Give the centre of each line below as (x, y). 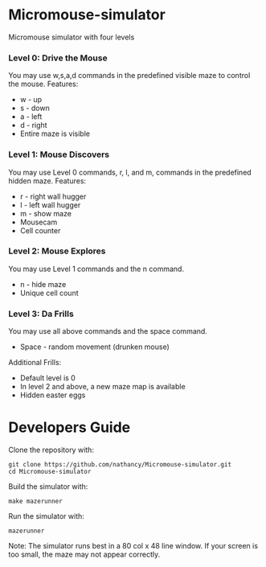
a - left (31, 117)
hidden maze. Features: (47, 181)
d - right (33, 125)
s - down (35, 108)
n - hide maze (43, 284)
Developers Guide (70, 427)
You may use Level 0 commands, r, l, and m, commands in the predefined (130, 172)
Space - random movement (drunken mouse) (95, 347)
